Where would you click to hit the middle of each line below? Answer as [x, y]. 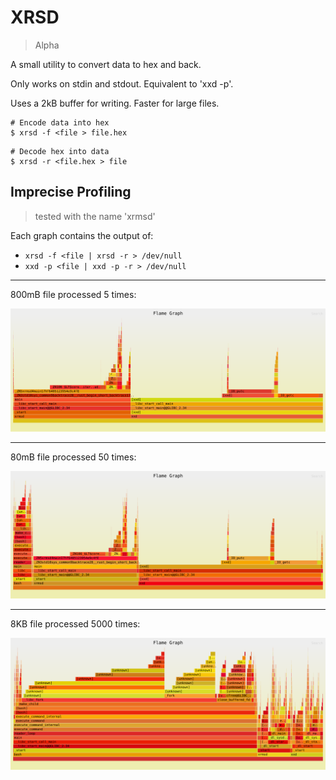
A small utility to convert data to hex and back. [106, 64]
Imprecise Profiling [71, 192]
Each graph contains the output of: [82, 235]
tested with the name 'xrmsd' [95, 216]
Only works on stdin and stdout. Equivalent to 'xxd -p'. [122, 83]
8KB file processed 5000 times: [75, 623]
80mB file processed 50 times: [73, 457]
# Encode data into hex [60, 122]
